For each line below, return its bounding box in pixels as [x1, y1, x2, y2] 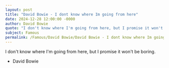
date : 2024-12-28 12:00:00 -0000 [5, 16, 75, 21]
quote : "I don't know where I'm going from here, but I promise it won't [5, 26, 163, 31]
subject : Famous [5, 30, 39, 35]
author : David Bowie [5, 21, 49, 26]
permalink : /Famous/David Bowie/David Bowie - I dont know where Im [5, 35, 152, 40]
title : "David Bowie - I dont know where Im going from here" [5, 12, 138, 17]
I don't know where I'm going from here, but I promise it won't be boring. [5, 48, 156, 55]
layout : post [5, 7, 33, 12]
